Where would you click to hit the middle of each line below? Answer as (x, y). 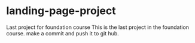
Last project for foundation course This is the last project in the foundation (98, 27)
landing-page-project (61, 11)
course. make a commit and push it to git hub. (63, 33)
